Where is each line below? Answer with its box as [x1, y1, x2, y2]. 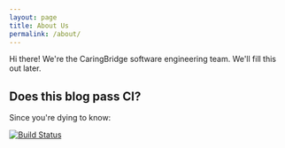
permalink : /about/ [9, 29, 81, 38]
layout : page [9, 12, 58, 22]
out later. [9, 63, 42, 74]
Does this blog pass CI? [9, 89, 142, 104]
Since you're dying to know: [9, 113, 112, 123]
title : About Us [9, 21, 69, 30]
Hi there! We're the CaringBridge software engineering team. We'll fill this [9, 54, 277, 65]
